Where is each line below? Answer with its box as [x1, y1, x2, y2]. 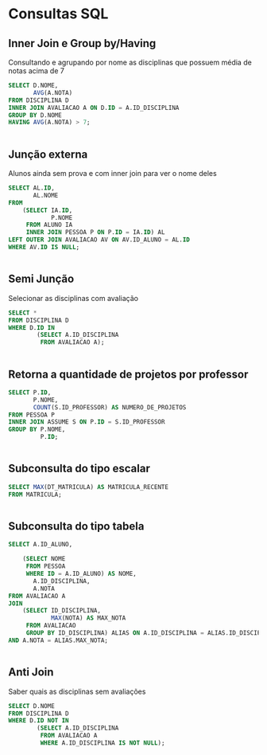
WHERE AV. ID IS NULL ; [8, 244, 80, 252]
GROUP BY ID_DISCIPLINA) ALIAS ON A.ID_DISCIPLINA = [25, 629, 204, 637]
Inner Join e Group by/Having [8, 37, 157, 50]
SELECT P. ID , [8, 388, 52, 397]
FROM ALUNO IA [25, 221, 73, 229]
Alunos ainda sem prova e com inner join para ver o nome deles [8, 169, 217, 178]
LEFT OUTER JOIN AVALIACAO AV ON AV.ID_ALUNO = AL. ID [8, 236, 191, 244]
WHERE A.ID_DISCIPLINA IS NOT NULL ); [40, 739, 165, 747]
